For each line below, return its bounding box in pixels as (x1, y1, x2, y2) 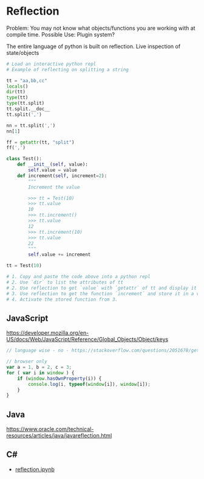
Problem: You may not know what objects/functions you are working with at (6, 24, 195, 32)
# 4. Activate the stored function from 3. (6, 296, 118, 302)
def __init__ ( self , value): (17, 161, 88, 168)
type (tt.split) (6, 100, 45, 107)
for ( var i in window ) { (6, 369, 75, 376)
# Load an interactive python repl (6, 61, 97, 67)
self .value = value (28, 167, 78, 173)
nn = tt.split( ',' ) (6, 122, 56, 128)
